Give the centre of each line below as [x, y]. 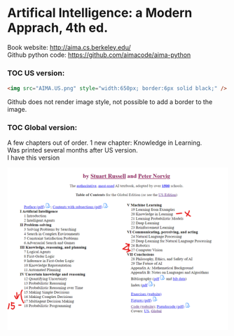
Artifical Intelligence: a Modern [100, 13]
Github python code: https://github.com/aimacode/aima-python [99, 55]
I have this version [34, 158]
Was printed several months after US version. [73, 150]
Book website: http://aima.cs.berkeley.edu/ [69, 47]
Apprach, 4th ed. [58, 28]
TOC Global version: [42, 128]
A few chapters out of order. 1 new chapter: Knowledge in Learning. [105, 143]
